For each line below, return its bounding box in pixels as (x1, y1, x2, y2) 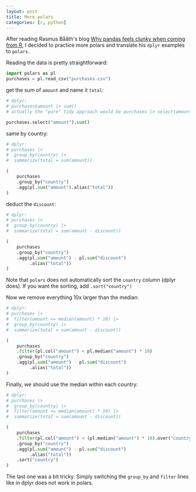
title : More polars (6, 14, 54, 20)
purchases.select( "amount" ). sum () (6, 119, 90, 125)
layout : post (6, 8, 38, 15)
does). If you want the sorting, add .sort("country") (6, 283, 132, 290)
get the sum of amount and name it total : (6, 87, 104, 94)
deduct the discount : (6, 200, 57, 208)
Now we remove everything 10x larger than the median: (6, 294, 139, 301)
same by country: (6, 130, 48, 137)
